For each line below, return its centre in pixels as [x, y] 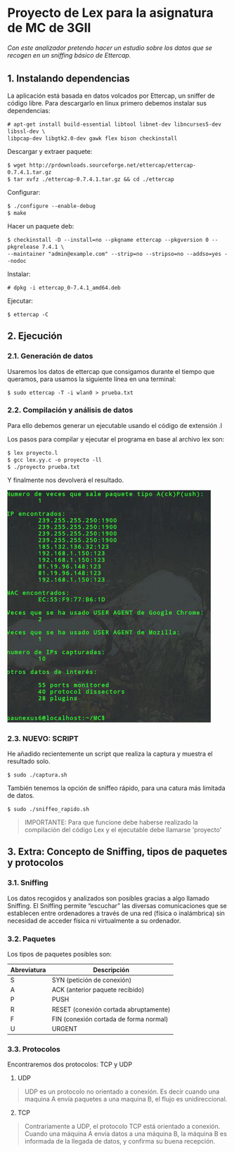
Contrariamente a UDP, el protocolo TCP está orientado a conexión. [122, 1126]
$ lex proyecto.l [33, 453]
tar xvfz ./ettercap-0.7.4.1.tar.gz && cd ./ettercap [94, 179]
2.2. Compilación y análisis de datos [70, 410]
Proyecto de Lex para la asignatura [111, 13]
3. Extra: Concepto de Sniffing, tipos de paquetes [117, 852]
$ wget [17, 165]
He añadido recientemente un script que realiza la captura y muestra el [110, 754]
